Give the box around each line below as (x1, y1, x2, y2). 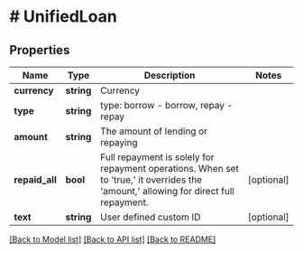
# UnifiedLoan (9, 6, 117, 27)
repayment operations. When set (100, 163, 239, 174)
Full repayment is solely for (100, 151, 215, 164)
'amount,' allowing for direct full (100, 185, 234, 197)
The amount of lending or (100, 125, 208, 137)
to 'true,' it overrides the (100, 173, 203, 186)
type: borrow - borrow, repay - (100, 99, 234, 111)
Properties (9, 42, 70, 58)
